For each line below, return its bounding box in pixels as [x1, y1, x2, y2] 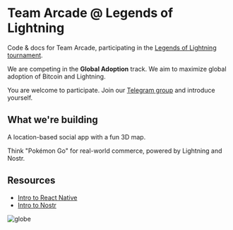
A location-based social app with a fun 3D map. [7, 132, 146, 141]
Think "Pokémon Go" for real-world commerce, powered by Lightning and [7, 146, 222, 155]
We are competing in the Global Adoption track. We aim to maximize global [7, 64, 227, 73]
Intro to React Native [17, 193, 78, 202]
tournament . [7, 51, 44, 59]
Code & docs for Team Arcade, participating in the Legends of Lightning [7, 43, 217, 52]
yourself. [7, 93, 33, 102]
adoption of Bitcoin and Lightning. [7, 72, 106, 81]
